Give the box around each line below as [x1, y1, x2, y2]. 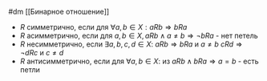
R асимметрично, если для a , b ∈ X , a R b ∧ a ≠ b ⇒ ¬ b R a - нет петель [19, 31, 258, 40]
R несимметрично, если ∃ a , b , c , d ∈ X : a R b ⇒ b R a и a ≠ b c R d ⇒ [19, 39, 243, 49]
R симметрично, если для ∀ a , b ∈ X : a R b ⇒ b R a [19, 22, 188, 31]
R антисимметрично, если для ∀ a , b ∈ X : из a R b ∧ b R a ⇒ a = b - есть [19, 56, 259, 66]
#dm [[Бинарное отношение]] [8, 7, 110, 16]
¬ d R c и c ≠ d [19, 48, 64, 57]
